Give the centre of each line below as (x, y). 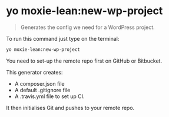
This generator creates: (34, 72)
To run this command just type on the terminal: (63, 38)
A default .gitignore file (42, 90)
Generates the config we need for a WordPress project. (87, 27)
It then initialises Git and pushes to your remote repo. (70, 108)
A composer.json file (39, 83)
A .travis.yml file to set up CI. (49, 96)
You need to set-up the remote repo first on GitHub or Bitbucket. (84, 61)
